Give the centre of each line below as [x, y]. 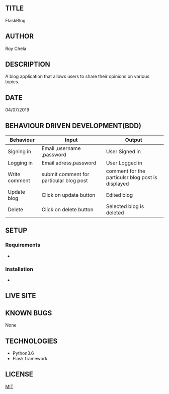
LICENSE [19, 375]
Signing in [20, 152]
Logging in [20, 163]
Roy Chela [16, 48]
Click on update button [68, 195]
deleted [115, 213]
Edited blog [119, 195]
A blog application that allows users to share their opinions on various [77, 76]
